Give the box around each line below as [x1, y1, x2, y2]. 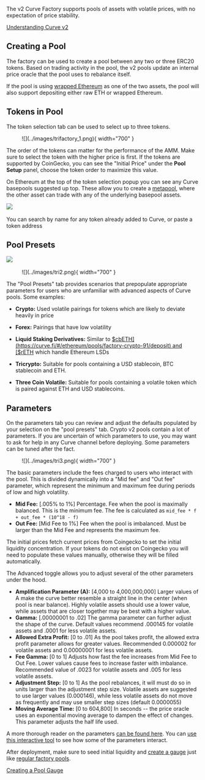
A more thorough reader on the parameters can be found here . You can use [6, 730, 197, 737]
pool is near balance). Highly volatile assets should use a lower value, [15, 601, 191, 609]
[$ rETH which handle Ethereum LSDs [15, 348, 110, 356]
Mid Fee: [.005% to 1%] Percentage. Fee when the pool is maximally [15, 500, 188, 508]
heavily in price [15, 312, 54, 319]
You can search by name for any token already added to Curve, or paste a [6, 216, 193, 223]
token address [6, 222, 43, 229]
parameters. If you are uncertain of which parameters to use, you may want [6, 432, 197, 440]
